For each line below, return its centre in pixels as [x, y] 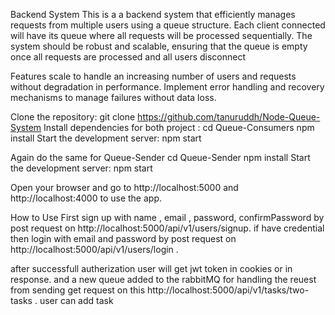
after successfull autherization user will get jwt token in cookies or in [151, 268]
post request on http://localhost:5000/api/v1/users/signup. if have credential [167, 228]
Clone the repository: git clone [73, 117]
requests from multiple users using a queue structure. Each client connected [168, 25]
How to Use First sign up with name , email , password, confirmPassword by [167, 217]
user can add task [76, 300]
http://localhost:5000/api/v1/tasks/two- [228, 290]
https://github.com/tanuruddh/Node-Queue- [229, 117]
